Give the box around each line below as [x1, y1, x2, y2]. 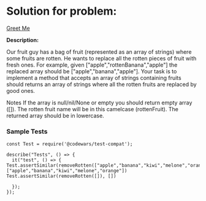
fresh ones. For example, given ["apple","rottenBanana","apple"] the [6, 61, 178, 68]
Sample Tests [6, 127, 48, 136]
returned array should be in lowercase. [6, 112, 104, 119]
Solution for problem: [6, 4, 117, 18]
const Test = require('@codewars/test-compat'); [6, 141, 133, 147]
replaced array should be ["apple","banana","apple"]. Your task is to [6, 67, 177, 75]
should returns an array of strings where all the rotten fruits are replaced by [6, 81, 197, 88]
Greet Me [6, 24, 31, 32]
